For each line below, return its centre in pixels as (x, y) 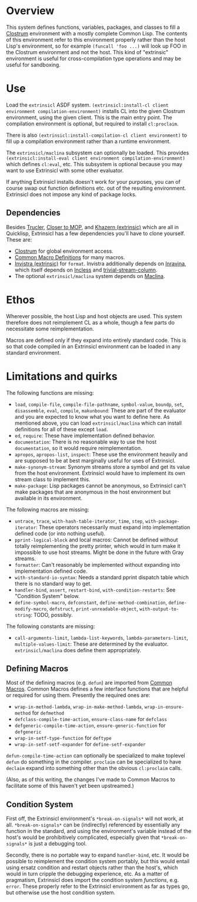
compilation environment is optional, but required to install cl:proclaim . (92, 123)
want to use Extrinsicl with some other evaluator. (65, 170)
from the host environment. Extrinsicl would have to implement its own (100, 473)
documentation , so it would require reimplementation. (78, 448)
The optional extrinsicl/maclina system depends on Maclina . (90, 276)
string (23, 615)
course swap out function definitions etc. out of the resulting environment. (96, 188)
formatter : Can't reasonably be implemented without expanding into (97, 564)
